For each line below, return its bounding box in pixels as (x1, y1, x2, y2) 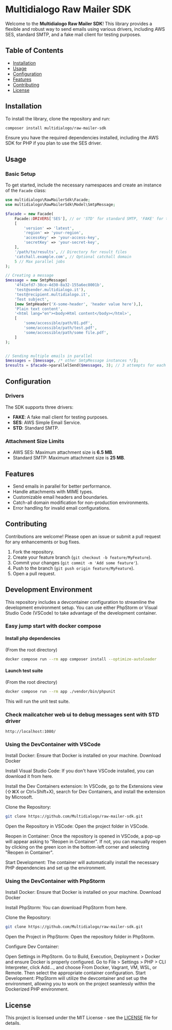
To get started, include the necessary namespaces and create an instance (5, 182, 162, 188)
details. (5, 1020, 21, 1026)
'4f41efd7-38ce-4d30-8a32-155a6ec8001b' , (14, 283, 104, 288)
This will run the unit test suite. (5, 698, 70, 704)
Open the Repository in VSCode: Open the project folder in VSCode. (5, 823, 149, 829)
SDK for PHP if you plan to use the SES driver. (5, 140, 102, 146)
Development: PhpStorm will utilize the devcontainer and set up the (5, 975, 147, 981)
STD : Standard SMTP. (12, 425, 59, 431)
